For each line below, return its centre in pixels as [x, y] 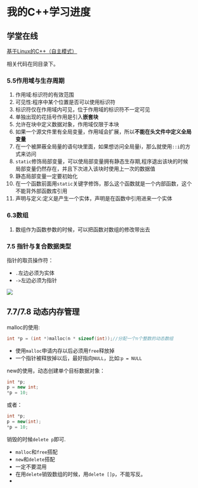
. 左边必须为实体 [35, 273]
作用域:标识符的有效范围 [45, 95]
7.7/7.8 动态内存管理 [43, 312]
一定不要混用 [31, 467]
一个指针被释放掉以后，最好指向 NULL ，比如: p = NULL [79, 358]
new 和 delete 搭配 [35, 459]
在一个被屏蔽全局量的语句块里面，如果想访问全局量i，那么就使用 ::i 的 [100, 146]
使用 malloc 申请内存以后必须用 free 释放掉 [65, 350]
